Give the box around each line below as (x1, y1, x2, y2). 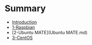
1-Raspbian (11, 24, 35, 30)
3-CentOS (11, 35, 33, 41)
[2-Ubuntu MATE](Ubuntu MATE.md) (11, 29, 88, 35)
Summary (4, 3, 46, 14)
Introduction (11, 19, 37, 25)
